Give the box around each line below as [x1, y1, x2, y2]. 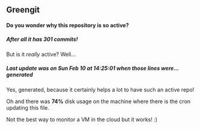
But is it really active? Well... [6, 51, 76, 58]
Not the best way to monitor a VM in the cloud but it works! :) [6, 116, 158, 123]
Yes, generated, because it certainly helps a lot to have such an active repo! [6, 86, 195, 93]
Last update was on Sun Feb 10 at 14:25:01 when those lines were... [6, 64, 180, 72]
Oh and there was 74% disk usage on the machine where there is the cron [6, 98, 191, 105]
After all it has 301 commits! [6, 36, 78, 43]
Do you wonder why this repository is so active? [6, 21, 130, 29]
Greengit [6, 5, 40, 15]
